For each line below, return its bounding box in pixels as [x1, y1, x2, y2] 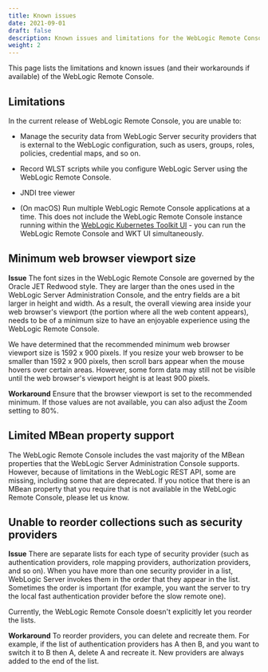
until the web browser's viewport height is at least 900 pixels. [8, 373, 211, 383]
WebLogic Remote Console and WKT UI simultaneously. [19, 228, 204, 238]
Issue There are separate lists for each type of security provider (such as [8, 549, 250, 559]
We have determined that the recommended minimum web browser [8, 339, 231, 349]
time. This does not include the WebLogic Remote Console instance [19, 211, 243, 221]
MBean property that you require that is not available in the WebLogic [8, 484, 237, 493]
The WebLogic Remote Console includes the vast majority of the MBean [8, 450, 245, 460]
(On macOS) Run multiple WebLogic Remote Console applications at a [19, 203, 250, 212]
